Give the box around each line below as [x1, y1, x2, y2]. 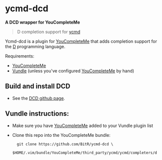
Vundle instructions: [5, 109, 69, 118]
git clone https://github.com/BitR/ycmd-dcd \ [17, 141, 114, 147]
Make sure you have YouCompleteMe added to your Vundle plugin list [12, 123, 153, 128]
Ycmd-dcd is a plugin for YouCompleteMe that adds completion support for [5, 38, 158, 44]
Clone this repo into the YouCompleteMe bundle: [12, 132, 111, 138]
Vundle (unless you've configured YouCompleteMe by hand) [12, 67, 135, 74]
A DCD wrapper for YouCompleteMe [5, 19, 80, 25]
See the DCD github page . [12, 95, 65, 101]
